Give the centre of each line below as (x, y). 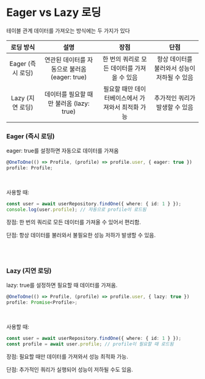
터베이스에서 (121, 98)
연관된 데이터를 (65, 60)
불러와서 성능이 (175, 68)
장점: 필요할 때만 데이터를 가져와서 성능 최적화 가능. (67, 356)
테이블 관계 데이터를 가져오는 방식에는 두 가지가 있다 (68, 31)
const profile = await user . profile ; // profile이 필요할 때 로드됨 (90, 344)
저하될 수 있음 (175, 77)
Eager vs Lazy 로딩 (54, 13)
